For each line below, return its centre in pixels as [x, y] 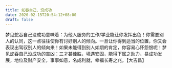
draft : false [19, 19]
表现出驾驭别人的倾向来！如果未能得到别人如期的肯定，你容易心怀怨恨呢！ [84, 48]
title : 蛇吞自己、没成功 [29, 10]
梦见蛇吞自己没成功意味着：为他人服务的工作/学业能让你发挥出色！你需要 [82, 35]
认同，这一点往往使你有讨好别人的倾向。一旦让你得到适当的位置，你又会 [90, 41]
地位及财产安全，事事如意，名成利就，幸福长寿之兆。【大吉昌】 [80, 60]
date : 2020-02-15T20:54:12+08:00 [41, 15]
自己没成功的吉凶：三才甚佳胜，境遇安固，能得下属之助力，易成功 [88, 54]
